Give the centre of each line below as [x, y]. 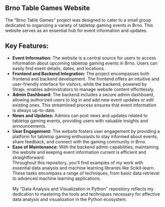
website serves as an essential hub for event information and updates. [76, 30]
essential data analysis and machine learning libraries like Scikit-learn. [83, 168]
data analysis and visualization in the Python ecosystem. [69, 199]
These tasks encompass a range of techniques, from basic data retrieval [86, 173]
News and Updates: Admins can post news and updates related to [80, 115]
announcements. [29, 126]
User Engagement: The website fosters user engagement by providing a [86, 131]
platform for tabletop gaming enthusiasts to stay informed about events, [85, 136]
